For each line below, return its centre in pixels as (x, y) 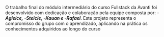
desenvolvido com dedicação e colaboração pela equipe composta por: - (82, 13)
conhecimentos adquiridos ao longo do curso (53, 29)
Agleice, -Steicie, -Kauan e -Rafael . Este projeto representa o (71, 18)
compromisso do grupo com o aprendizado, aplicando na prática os (76, 23)
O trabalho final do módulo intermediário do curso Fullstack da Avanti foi (81, 7)
